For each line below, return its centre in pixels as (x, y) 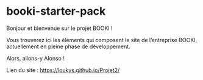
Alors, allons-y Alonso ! (36, 58)
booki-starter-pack (56, 11)
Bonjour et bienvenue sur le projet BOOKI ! (59, 28)
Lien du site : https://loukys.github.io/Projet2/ (63, 70)
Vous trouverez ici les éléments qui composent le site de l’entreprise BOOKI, (102, 40)
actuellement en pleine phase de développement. (68, 46)
